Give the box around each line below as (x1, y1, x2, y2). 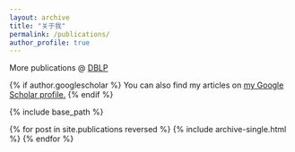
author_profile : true (9, 38, 91, 47)
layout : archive (9, 13, 70, 22)
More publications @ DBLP (9, 63, 108, 73)
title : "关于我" (9, 21, 66, 30)
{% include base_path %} (9, 106, 104, 117)
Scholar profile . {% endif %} (9, 89, 114, 100)
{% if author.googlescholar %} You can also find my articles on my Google (9, 80, 284, 90)
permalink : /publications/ (9, 30, 110, 38)
